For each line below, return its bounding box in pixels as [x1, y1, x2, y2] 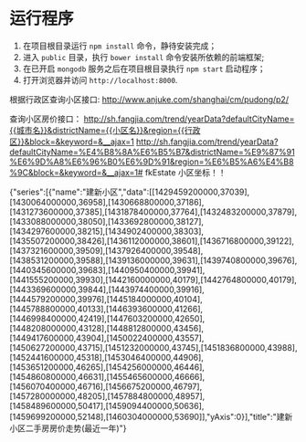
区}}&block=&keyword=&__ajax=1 [9, 136, 134, 147]
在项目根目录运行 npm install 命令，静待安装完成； [22, 40, 217, 51]
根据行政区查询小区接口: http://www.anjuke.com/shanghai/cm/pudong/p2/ [9, 93, 290, 105]
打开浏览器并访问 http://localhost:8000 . [22, 74, 178, 85]
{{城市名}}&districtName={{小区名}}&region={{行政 [9, 124, 201, 135]
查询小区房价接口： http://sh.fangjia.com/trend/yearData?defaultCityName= [9, 113, 295, 124]
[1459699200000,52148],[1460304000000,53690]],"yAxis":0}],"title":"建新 [9, 411, 293, 422]
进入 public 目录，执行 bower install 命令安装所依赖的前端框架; [22, 51, 265, 62]
